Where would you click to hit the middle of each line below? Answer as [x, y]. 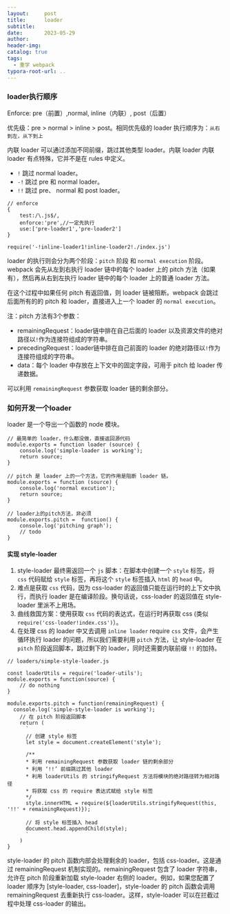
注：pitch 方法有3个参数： [44, 315]
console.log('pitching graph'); [66, 526]
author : [18, 39]
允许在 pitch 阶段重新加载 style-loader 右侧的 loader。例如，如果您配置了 [111, 878]
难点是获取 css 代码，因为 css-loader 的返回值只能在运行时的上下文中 [116, 588]
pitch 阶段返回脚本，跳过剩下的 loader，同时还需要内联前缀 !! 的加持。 [119, 648]
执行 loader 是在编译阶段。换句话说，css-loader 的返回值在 [120, 596]
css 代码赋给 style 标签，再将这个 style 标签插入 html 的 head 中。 [112, 579]
